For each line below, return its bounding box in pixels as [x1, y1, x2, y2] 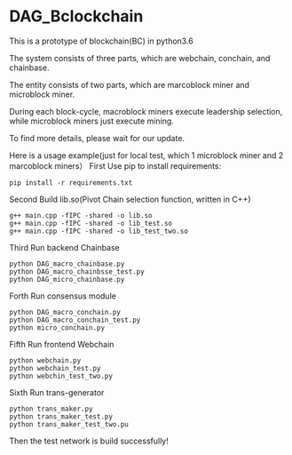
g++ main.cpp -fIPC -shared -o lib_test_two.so [9, 227, 189, 235]
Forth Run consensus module [9, 291, 117, 301]
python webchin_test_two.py [9, 371, 114, 380]
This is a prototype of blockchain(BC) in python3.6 [9, 36, 193, 46]
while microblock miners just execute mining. [9, 116, 175, 126]
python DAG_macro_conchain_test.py [9, 315, 141, 324]
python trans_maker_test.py [9, 411, 114, 421]
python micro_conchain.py [9, 323, 105, 332]
